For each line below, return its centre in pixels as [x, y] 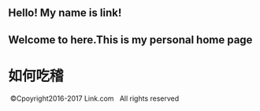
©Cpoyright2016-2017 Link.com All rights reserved [95, 98]
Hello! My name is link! [65, 13]
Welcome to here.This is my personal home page [130, 40]
